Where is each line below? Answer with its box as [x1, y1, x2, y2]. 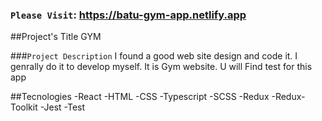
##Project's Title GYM [10, 31, 102, 43]
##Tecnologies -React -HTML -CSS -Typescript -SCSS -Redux [10, 91, 270, 103]
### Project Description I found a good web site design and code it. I [10, 50, 298, 62]
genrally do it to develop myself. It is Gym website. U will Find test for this [10, 61, 313, 73]
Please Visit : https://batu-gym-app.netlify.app [10, 8, 247, 22]
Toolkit [10, 101, 38, 113]
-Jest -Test [39, 101, 86, 113]
